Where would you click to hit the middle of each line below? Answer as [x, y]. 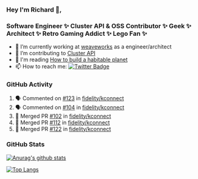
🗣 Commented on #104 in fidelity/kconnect [70, 107]
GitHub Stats [26, 144]
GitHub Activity [29, 84]
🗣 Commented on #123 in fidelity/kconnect [70, 98]
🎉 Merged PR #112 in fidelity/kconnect [63, 122]
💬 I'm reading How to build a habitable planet [71, 59]
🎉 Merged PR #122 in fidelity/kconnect [63, 129]
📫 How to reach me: [41, 67]
